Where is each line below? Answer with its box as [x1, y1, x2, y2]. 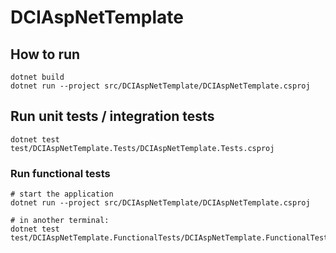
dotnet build [10, 72, 65, 82]
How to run [10, 46, 81, 63]
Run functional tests [10, 166, 111, 180]
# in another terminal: [10, 216, 110, 226]
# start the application [10, 189, 114, 200]
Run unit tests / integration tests [10, 108, 215, 125]
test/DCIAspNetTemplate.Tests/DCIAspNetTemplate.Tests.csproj [10, 143, 275, 153]
